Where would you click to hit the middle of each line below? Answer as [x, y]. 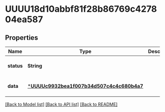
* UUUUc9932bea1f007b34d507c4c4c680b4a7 [85, 86]
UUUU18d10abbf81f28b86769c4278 [81, 9]
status [15, 66]
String [35, 66]
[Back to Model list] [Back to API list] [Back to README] [61, 104]
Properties [22, 38]
